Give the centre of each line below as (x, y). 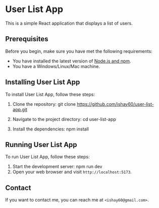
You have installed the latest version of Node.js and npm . (72, 61)
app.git (20, 109)
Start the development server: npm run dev (57, 167)
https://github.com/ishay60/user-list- (115, 104)
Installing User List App (43, 82)
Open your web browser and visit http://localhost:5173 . (72, 172)
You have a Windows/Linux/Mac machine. (56, 66)
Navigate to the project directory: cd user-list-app (64, 119)
